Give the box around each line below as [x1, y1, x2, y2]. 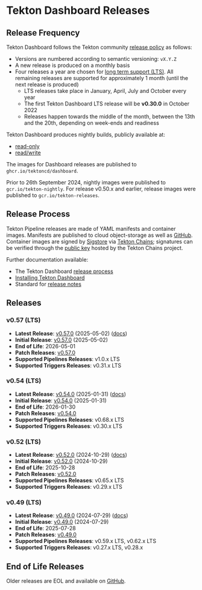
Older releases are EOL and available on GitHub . [6, 577, 126, 585]
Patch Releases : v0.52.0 [14, 471, 77, 478]
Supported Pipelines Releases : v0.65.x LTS [14, 477, 124, 484]
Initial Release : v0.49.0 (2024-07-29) [14, 518, 109, 526]
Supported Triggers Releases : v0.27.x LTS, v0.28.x [14, 544, 144, 551]
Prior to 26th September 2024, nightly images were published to [6, 179, 166, 186]
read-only [14, 143, 40, 149]
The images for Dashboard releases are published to [6, 161, 137, 168]
